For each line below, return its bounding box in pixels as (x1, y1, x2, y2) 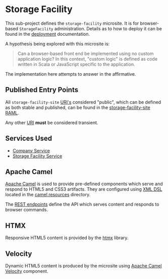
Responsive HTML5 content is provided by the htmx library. (5, 235, 129, 241)
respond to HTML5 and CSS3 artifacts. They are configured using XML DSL (5, 186, 162, 192)
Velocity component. (5, 268, 48, 274)
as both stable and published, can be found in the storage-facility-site (5, 104, 150, 110)
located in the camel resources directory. (5, 192, 91, 198)
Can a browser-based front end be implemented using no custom (17, 50, 154, 57)
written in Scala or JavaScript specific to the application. (17, 61, 135, 67)
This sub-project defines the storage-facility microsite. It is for (5, 20, 139, 26)
